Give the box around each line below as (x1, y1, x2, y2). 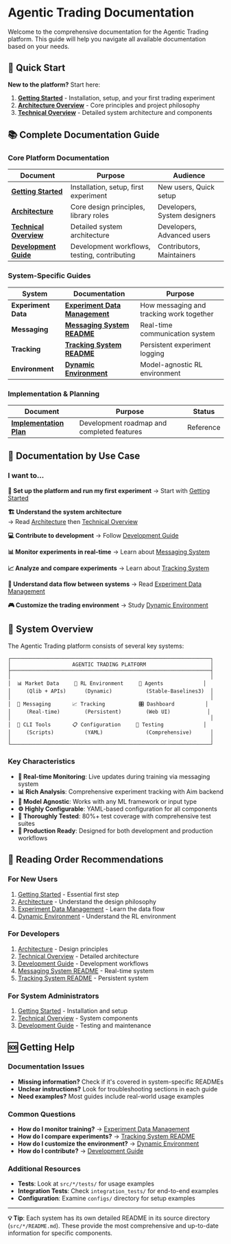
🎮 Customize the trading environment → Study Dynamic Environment (8, 600, 208, 609)
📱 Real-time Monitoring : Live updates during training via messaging (17, 772, 210, 781)
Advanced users (157, 230, 211, 240)
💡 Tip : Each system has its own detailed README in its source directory (8, 1214, 210, 1222)
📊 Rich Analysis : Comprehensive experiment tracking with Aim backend (17, 787, 224, 796)
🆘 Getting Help (8, 1041, 75, 1053)
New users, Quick (157, 182, 215, 192)
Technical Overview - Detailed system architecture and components (17, 108, 212, 116)
